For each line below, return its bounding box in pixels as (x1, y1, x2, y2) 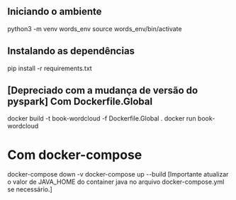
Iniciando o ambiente (7, 6, 102, 18)
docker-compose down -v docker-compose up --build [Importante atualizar (7, 170, 229, 179)
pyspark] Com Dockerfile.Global (7, 96, 153, 108)
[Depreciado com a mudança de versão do (7, 84, 198, 96)
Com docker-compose (7, 147, 142, 162)
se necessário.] (7, 185, 53, 194)
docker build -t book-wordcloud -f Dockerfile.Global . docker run (7, 114, 196, 123)
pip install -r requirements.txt (7, 64, 92, 72)
